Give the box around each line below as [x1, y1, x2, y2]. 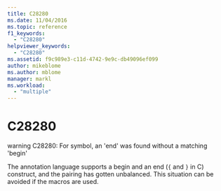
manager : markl [7, 75, 52, 83]
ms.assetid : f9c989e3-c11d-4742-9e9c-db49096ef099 [7, 56, 159, 63]
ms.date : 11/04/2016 [7, 17, 68, 24]
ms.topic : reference [7, 23, 68, 30]
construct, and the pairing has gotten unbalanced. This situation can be [7, 170, 214, 178]
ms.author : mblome [7, 69, 61, 76]
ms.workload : [7, 82, 46, 89]
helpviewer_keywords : [7, 43, 71, 50]
